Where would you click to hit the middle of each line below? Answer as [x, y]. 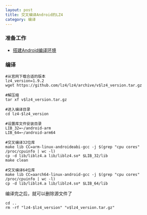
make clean [17, 160]
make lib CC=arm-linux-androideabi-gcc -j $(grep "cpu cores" [72, 147]
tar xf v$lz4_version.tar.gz [36, 100]
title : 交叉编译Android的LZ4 [34, 15]
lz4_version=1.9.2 [25, 81]
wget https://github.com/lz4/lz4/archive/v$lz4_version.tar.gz [74, 85]
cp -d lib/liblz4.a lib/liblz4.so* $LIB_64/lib [57, 183]
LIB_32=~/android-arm [28, 128]
